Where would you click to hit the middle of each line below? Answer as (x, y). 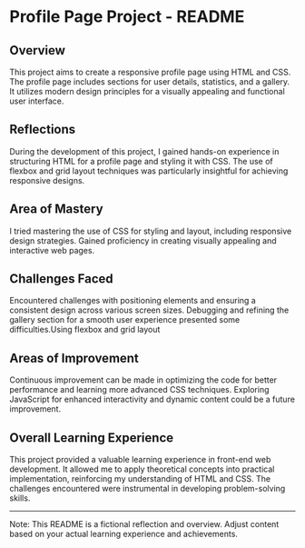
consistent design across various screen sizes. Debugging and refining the (149, 310)
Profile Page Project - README (127, 17)
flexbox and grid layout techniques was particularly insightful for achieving (149, 171)
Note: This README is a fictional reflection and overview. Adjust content (144, 524)
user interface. (37, 101)
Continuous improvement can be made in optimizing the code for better (143, 380)
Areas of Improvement (74, 358)
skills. (20, 498)
